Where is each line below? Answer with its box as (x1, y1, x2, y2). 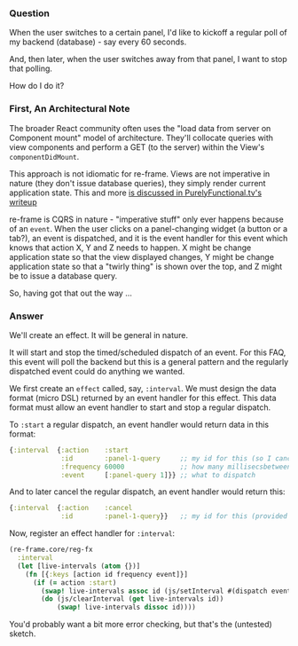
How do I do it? (9, 81, 65, 91)
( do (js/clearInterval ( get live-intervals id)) (41, 595, 224, 603)
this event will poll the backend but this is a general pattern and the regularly (9, 356, 289, 366)
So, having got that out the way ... (9, 288, 133, 298)
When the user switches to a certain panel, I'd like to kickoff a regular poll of (9, 28, 288, 38)
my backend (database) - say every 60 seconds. (9, 36, 187, 47)
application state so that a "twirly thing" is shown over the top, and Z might (9, 261, 283, 272)
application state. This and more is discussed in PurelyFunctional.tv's (9, 187, 263, 198)
